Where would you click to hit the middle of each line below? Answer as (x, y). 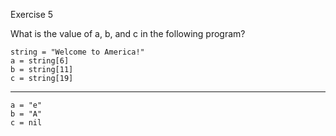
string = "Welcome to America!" (77, 52)
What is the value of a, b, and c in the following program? (128, 33)
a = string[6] (40, 61)
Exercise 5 (32, 14)
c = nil (26, 123)
